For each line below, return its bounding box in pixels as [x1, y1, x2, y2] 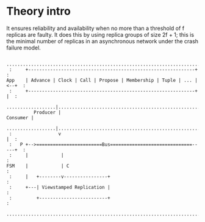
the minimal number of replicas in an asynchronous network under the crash [6, 37, 199, 45]
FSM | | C [6, 163, 70, 169]
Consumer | [6, 114, 34, 120]
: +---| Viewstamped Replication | [9, 184, 111, 190]
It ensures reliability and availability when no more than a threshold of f [6, 24, 185, 32]
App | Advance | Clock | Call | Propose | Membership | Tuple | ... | [6, 77, 198, 83]
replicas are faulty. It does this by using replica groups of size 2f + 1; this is [6, 31, 194, 38]
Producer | [33, 109, 62, 116]
